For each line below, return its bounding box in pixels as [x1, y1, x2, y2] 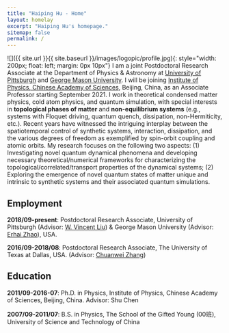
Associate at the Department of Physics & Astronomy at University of [7, 69, 202, 77]
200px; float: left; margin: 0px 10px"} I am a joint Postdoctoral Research [7, 62, 208, 70]
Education [7, 271, 52, 282]
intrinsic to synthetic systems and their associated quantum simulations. [7, 178, 211, 186]
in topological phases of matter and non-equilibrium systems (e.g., [7, 105, 201, 114]
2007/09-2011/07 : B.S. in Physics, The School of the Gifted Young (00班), [7, 310, 217, 318]
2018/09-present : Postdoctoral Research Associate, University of [7, 215, 193, 224]
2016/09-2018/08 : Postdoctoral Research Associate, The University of [7, 243, 208, 252]
